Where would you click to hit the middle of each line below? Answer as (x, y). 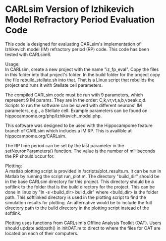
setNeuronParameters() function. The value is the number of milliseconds (80, 151)
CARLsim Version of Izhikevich (70, 9)
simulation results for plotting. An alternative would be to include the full (79, 202)
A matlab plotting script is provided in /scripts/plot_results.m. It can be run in (83, 171)
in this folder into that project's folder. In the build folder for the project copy (83, 74)
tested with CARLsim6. (28, 54)
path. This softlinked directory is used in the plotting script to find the (76, 197)
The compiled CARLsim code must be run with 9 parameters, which (74, 95)
